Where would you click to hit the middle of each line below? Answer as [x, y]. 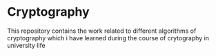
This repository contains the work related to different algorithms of [102, 31]
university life [27, 45]
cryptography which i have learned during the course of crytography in [108, 38]
